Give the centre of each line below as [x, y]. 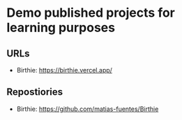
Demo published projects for [91, 13]
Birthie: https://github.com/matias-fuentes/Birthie [88, 109]
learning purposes [61, 28]
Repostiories [35, 92]
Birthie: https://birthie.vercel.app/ [65, 70]
